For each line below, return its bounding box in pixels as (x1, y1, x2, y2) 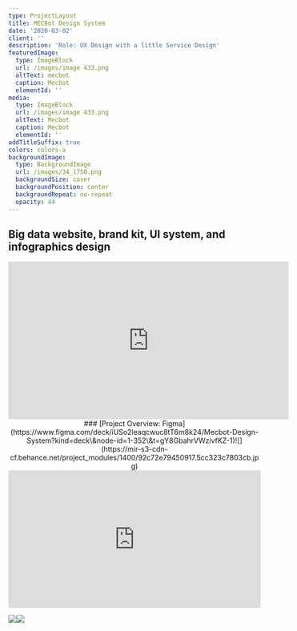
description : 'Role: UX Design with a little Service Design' (8, 42, 220, 50)
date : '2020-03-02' (8, 26, 74, 34)
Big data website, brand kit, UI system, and (8, 227, 226, 241)
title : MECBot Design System (8, 19, 106, 27)
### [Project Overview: (83, 419, 161, 428)
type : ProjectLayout (8, 11, 78, 20)
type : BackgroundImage (15, 161, 91, 169)
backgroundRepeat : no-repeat (15, 190, 113, 199)
